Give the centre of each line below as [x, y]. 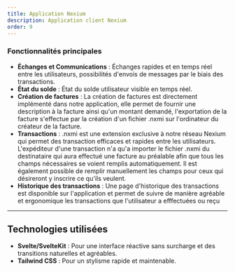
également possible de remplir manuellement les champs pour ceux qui [120, 171]
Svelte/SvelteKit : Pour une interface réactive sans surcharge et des [116, 246]
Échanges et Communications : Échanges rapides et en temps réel [115, 67]
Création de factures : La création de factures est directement [107, 96]
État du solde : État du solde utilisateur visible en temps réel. [105, 89]
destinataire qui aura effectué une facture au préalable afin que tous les [120, 156]
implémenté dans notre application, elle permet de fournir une [107, 104]
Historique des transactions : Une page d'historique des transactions [118, 186]
